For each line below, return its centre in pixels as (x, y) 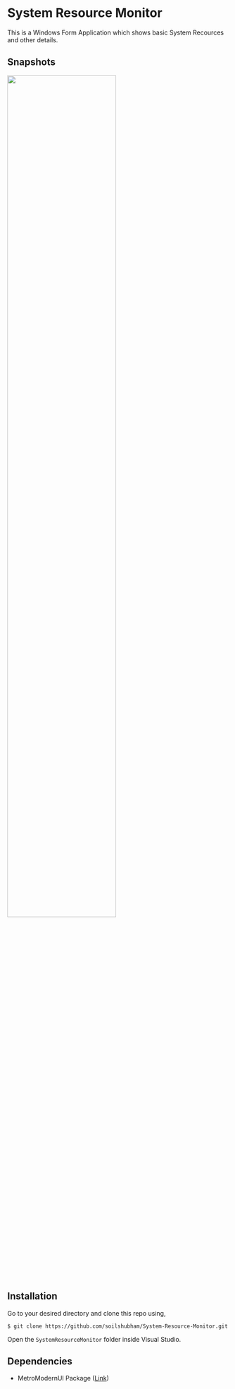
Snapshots (32, 62)
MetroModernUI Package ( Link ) (63, 1378)
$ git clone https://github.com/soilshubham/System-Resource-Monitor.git (118, 1326)
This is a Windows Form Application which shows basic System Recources (115, 32)
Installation (32, 1296)
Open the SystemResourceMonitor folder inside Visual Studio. (94, 1339)
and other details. (33, 39)
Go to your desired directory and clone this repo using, (87, 1313)
